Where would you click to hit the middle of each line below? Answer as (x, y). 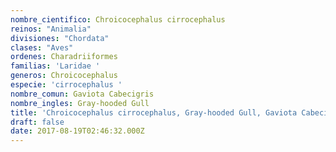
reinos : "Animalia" (51, 29)
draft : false (37, 122)
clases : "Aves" (42, 47)
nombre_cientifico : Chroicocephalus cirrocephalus (118, 19)
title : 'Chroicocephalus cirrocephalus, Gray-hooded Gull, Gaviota (154, 112)
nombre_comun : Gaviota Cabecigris (82, 94)
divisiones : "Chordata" (60, 38)
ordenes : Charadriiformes (64, 57)
